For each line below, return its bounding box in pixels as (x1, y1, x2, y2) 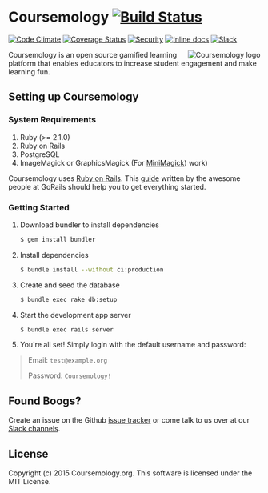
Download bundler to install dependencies (19, 220, 160, 230)
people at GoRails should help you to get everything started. (8, 182, 206, 191)
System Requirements (8, 114, 97, 126)
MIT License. (8, 477, 51, 487)
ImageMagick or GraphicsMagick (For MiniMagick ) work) (19, 158, 208, 167)
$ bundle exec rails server (19, 325, 114, 334)
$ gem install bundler (19, 235, 96, 243)
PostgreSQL (19, 149, 60, 159)
